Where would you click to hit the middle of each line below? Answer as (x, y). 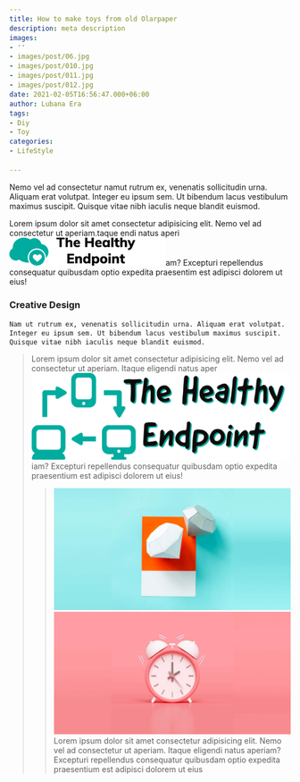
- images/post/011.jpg (51, 76)
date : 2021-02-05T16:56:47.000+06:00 (79, 94)
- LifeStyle (31, 151)
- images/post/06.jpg (50, 57)
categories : (31, 142)
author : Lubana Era (46, 104)
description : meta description (67, 28)
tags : (19, 113)
